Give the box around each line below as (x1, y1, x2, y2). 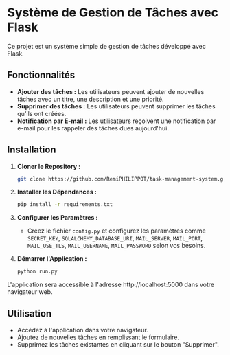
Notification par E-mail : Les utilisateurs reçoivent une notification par (16, 117, 216, 125)
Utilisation (7, 308, 52, 319)
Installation (7, 144, 56, 156)
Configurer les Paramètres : (16, 214, 98, 222)
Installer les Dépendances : (16, 187, 97, 196)
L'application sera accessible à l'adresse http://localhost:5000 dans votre (7, 280, 215, 289)
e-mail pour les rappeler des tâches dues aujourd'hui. (16, 124, 170, 132)
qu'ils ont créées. (16, 109, 67, 117)
